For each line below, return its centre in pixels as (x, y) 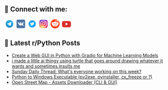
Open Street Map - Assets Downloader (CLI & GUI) (64, 82)
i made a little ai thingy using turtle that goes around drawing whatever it (87, 61)
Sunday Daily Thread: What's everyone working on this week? (77, 71)
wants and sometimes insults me (46, 66)
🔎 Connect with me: (36, 9)
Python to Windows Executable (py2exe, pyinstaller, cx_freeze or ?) (82, 77)
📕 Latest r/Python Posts (42, 43)
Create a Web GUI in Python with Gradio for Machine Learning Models (85, 55)
